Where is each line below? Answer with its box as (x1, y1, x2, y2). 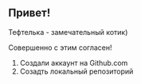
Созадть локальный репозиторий (19, 67, 134, 76)
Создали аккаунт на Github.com (19, 58, 128, 67)
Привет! (8, 6, 51, 20)
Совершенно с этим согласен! (8, 43, 113, 52)
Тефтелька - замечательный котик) (8, 27, 128, 36)
